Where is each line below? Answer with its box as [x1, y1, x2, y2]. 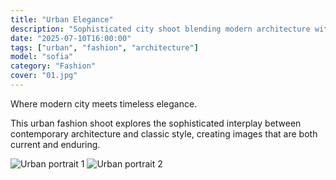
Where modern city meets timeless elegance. [10, 97, 198, 110]
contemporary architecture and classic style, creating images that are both [10, 127, 318, 140]
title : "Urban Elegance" [10, 14, 114, 25]
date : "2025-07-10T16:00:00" [10, 33, 132, 43]
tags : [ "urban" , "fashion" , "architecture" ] [10, 42, 199, 53]
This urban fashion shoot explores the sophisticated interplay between [10, 117, 302, 129]
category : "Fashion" [10, 61, 97, 71]
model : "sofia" [10, 52, 74, 62]
